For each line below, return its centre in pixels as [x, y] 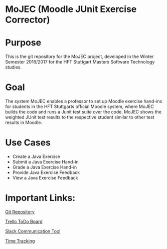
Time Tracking [20, 240]
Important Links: [40, 198]
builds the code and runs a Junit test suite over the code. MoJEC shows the [83, 112]
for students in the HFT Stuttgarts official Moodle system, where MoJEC [80, 106]
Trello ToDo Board [24, 221]
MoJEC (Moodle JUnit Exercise [71, 9]
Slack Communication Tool [33, 231]
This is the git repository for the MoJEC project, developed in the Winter [79, 56]
